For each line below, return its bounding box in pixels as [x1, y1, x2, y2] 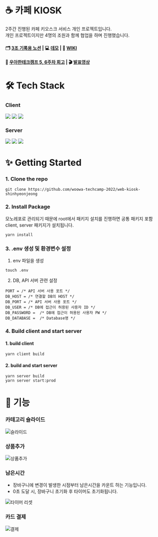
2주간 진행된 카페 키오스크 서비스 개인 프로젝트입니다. [5, 26, 112, 32]
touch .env [5, 267, 29, 273]
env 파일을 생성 [12, 257, 44, 263]
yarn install [5, 232, 33, 237]
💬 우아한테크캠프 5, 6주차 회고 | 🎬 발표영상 [5, 59, 91, 65]
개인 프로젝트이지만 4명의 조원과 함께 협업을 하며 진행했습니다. [5, 32, 130, 38]
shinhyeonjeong [5, 191, 38, 197]
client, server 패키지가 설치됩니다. [5, 222, 74, 228]
